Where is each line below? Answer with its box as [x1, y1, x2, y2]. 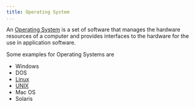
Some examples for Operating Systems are [6, 50, 115, 58]
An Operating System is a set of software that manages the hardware [6, 26, 180, 33]
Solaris [15, 95, 33, 102]
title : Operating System [6, 9, 70, 15]
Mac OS [15, 88, 35, 95]
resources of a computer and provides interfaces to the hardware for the [6, 32, 189, 40]
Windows [15, 62, 39, 70]
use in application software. [6, 39, 76, 46]
